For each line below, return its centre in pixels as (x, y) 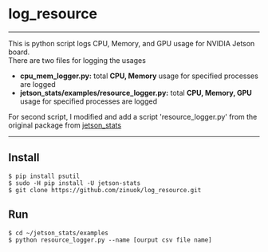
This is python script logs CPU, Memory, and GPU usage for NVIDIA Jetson (132, 43)
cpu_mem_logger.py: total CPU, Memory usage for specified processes (139, 76)
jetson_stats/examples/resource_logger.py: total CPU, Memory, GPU (136, 93)
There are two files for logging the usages (77, 60)
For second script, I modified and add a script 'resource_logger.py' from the (133, 116)
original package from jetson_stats (65, 125)
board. (19, 52)
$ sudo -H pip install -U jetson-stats (75, 183)
